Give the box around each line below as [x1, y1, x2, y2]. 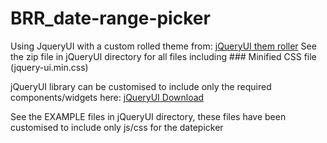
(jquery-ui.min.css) [10, 61, 89, 73]
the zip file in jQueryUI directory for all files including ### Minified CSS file [10, 50, 317, 62]
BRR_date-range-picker [10, 7, 211, 30]
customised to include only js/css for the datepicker [10, 121, 224, 133]
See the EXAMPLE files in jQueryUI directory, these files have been [10, 110, 287, 122]
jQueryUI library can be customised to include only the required [10, 80, 272, 92]
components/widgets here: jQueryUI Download [10, 91, 205, 103]
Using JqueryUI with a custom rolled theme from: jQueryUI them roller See [10, 40, 317, 52]
